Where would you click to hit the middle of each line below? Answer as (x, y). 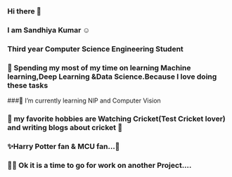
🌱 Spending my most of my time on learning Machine (99, 67)
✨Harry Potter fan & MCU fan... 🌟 (64, 146)
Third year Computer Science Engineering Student (96, 48)
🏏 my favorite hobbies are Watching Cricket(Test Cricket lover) (117, 119)
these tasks (28, 85)
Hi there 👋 (25, 11)
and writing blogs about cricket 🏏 (65, 127)
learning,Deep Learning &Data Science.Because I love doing (112, 77)
